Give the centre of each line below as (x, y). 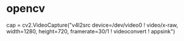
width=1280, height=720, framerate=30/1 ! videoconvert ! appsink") (91, 31)
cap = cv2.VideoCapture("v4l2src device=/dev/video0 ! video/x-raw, (92, 25)
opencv (26, 9)
